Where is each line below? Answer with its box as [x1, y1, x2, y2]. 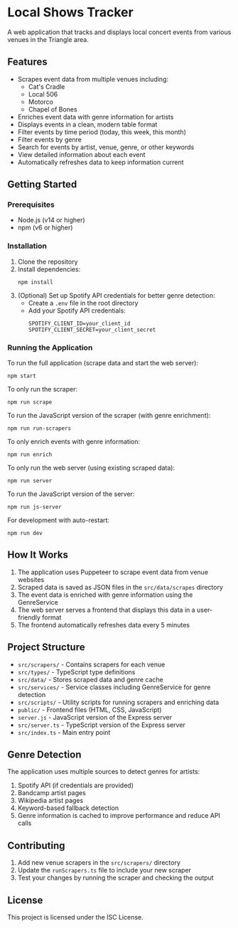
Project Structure [7, 641, 85, 654]
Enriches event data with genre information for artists [17, 112, 174, 121]
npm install [17, 279, 53, 286]
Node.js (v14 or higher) [17, 216, 85, 225]
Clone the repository [17, 257, 78, 266]
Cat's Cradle [28, 82, 65, 91]
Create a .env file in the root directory [28, 298, 139, 307]
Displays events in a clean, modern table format [17, 120, 158, 129]
